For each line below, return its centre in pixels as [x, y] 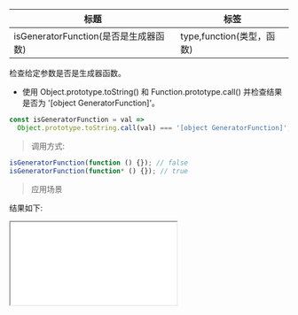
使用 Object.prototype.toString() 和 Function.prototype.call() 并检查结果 [152, 92]
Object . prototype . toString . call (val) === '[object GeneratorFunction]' [153, 127]
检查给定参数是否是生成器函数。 [67, 73]
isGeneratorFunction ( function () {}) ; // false [99, 163]
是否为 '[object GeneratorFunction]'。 [90, 103]
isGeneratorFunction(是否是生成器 [85, 36]
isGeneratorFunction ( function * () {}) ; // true [99, 171]
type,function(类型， [223, 36]
